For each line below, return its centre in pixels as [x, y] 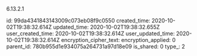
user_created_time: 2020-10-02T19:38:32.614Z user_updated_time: [91, 33]
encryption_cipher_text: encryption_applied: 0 [119, 40]
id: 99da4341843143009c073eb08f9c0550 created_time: [78, 20]
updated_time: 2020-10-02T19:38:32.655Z [106, 27]
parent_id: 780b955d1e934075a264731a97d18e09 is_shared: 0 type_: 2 [96, 46]
